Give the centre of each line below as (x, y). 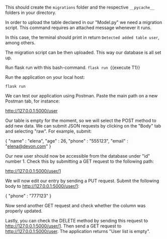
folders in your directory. (31, 13)
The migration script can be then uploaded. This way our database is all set (83, 52)
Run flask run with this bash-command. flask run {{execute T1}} (73, 68)
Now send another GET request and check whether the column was (75, 206)
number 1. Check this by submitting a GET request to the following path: (80, 161)
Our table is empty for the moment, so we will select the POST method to (81, 121)
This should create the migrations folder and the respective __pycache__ (80, 7)
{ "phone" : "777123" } (28, 196)
